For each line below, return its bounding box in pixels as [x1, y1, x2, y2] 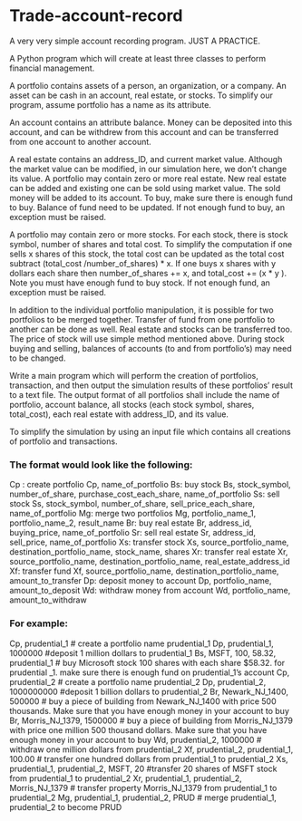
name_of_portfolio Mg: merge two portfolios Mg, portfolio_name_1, [9, 508, 257, 519]
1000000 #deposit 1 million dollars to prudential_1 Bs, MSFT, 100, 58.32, [9, 647, 277, 658]
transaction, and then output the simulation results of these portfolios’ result [9, 380, 293, 391]
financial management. [9, 63, 95, 73]
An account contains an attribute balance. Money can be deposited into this [9, 117, 293, 128]
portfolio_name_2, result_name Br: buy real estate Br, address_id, [9, 517, 252, 528]
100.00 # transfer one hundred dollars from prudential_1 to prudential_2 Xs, [9, 753, 288, 764]
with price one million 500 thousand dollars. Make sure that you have [9, 724, 268, 735]
